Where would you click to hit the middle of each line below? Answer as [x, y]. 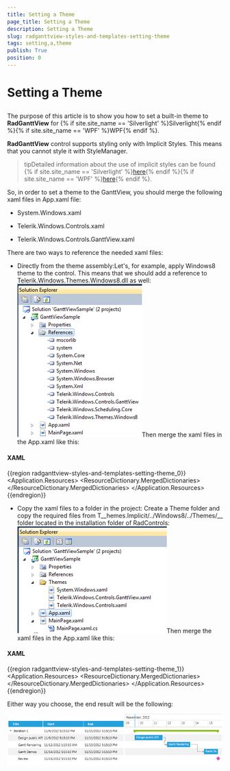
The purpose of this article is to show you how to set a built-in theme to [108, 116]
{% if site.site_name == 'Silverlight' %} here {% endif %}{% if [109, 172]
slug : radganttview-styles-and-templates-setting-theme [88, 36]
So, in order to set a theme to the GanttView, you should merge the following [115, 193]
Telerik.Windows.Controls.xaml [61, 226]
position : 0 [24, 58]
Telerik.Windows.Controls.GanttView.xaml [76, 239]
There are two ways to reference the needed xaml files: [85, 253]
